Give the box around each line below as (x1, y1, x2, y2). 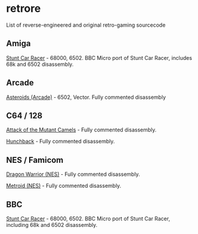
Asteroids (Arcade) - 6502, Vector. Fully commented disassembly (6, 94, 166, 101)
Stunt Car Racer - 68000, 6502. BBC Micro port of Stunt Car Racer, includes (6, 54, 193, 61)
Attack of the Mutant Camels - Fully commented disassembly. (6, 126, 157, 133)
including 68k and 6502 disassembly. (6, 222, 98, 228)
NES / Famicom (6, 155, 64, 165)
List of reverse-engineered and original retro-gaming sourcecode (6, 21, 166, 28)
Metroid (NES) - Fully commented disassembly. (6, 182, 122, 190)
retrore (6, 2, 41, 15)
